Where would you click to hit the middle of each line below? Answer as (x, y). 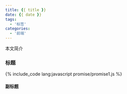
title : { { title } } (26, 10)
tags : (11, 19)
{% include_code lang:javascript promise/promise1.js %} (64, 74)
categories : (18, 29)
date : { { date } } (23, 15)
